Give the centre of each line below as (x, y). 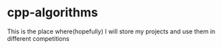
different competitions (38, 38)
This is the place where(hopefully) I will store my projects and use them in (111, 31)
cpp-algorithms (52, 13)
